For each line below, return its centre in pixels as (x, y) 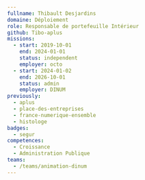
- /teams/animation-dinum (50, 166)
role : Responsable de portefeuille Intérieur (73, 26)
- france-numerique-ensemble (55, 115)
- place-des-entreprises (49, 109)
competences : (26, 141)
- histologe (30, 121)
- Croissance (32, 147)
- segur (24, 134)
